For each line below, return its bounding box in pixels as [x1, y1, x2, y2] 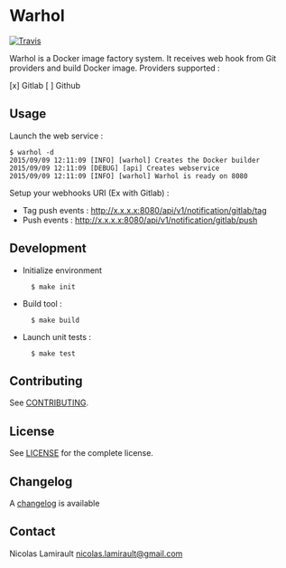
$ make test [31, 349, 76, 358]
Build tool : [22, 298, 63, 308]
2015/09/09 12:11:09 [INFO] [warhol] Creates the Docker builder [9, 156, 260, 165]
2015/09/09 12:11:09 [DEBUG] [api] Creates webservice [9, 164, 220, 173]
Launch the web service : [9, 130, 104, 141]
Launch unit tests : [22, 331, 92, 342]
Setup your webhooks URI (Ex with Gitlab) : [9, 187, 170, 198]
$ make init [31, 282, 76, 291]
